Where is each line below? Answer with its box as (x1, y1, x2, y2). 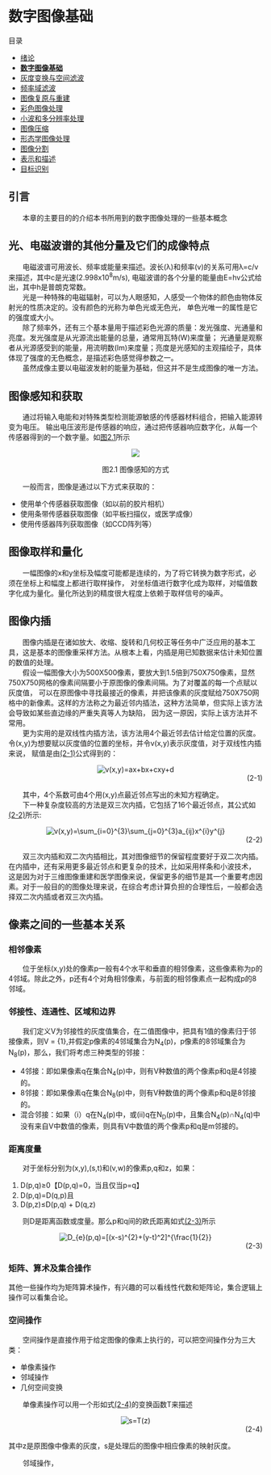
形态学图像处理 (19, 133, 70, 143)
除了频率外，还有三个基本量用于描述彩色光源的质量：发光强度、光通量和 (22, 322, 263, 332)
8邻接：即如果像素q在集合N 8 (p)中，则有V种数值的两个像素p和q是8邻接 (19, 1088, 256, 1099)
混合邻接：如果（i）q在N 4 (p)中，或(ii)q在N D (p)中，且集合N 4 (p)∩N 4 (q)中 (19, 1109, 261, 1121)
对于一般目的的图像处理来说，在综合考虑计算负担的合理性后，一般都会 (22, 882, 256, 891)
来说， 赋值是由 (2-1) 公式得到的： (8, 748, 119, 758)
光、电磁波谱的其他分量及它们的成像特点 (8, 239, 210, 253)
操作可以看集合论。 (8, 1292, 73, 1302)
